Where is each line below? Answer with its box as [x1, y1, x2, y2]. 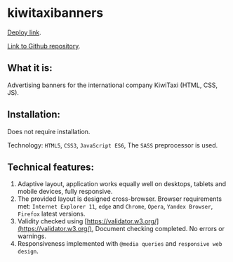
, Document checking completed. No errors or [91, 225, 225, 233]
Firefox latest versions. [17, 209, 86, 218]
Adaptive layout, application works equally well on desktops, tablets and [17, 180, 227, 188]
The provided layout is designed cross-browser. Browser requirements [17, 195, 222, 203]
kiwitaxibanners [7, 5, 104, 21]
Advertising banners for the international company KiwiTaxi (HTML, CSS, [7, 81, 218, 89]
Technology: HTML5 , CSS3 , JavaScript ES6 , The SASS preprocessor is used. [7, 140, 218, 149]
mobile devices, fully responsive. [17, 188, 113, 196]
